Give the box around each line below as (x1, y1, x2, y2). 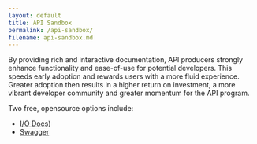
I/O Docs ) (19, 119, 51, 128)
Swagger (19, 127, 50, 137)
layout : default (8, 11, 61, 20)
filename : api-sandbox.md (8, 33, 93, 42)
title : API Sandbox (8, 19, 73, 27)
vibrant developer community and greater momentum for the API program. (8, 88, 250, 98)
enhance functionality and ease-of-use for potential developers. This (8, 64, 233, 73)
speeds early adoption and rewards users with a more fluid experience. (8, 72, 240, 81)
